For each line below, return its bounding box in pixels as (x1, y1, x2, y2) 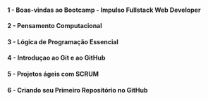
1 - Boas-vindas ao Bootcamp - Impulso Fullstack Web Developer (7, 6, 201, 14)
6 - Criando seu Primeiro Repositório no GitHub (7, 86, 148, 94)
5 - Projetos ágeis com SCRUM (7, 69, 99, 78)
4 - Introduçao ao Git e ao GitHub (7, 53, 106, 62)
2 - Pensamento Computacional (7, 22, 102, 30)
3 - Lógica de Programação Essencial (7, 37, 118, 46)
